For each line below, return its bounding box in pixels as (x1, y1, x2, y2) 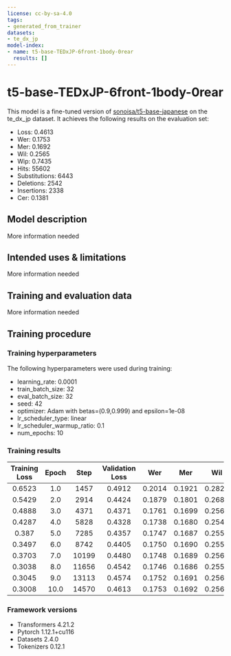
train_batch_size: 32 (16, 384, 74, 393)
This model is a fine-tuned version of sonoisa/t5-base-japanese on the (7, 107, 208, 116)
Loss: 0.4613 (16, 128, 54, 136)
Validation (102, 463, 136, 473)
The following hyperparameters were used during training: (7, 364, 173, 372)
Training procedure (7, 328, 91, 340)
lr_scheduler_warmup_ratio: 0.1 (16, 421, 104, 430)
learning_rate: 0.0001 (16, 378, 78, 386)
